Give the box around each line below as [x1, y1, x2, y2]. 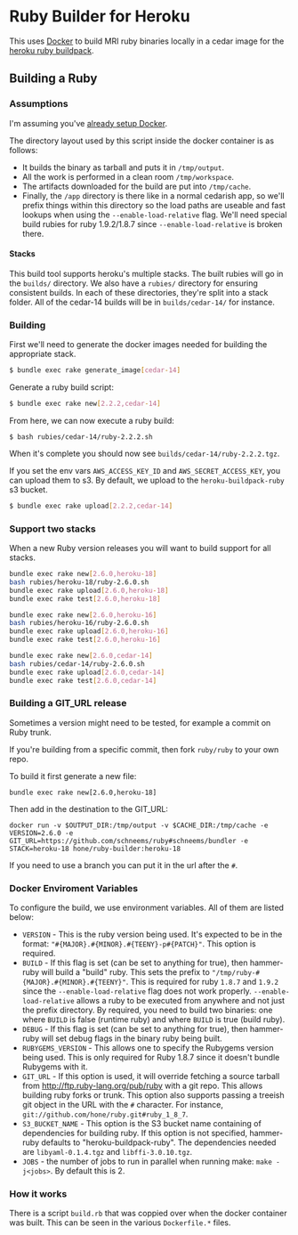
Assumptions [9, 98, 68, 110]
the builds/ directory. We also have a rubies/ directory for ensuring [9, 278, 258, 288]
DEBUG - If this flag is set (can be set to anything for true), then [21, 1024, 248, 1035]
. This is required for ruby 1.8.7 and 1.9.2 [125, 977, 279, 987]
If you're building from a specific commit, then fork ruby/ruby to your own [9, 743, 279, 754]
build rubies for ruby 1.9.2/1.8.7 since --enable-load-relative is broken [21, 218, 283, 229]
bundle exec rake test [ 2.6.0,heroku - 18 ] [9, 594, 162, 603]
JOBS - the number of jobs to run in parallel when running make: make [21, 1156, 273, 1167]
